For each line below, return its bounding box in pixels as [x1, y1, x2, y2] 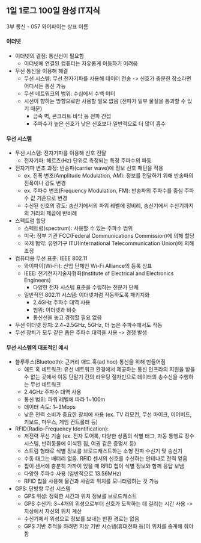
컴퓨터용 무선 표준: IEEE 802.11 [14, 255, 88, 262]
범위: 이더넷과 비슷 [32, 306, 77, 314]
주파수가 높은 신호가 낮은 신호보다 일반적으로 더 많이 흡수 [32, 120, 166, 128]
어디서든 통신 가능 [23, 82, 66, 90]
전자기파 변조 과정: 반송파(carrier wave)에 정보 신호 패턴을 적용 [14, 164, 164, 172]
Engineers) [23, 276, 51, 284]
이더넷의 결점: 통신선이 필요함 [14, 52, 85, 60]
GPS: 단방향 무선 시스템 [14, 485, 71, 492]
